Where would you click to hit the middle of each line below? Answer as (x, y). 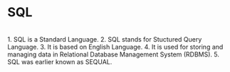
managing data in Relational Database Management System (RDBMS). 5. (113, 54)
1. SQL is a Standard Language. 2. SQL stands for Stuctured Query (105, 39)
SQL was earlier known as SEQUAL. (60, 61)
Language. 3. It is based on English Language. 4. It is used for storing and (115, 47)
